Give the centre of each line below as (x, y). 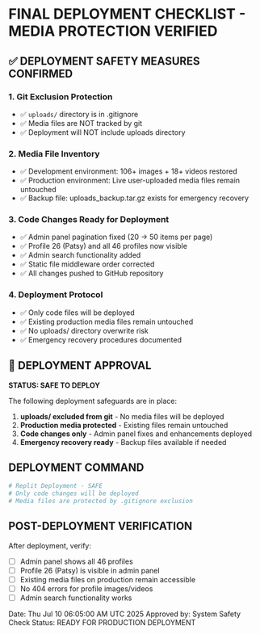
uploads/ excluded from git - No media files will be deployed (122, 416)
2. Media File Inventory (54, 153)
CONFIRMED (41, 73)
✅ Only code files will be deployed (77, 313)
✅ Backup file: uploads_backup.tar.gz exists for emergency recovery (134, 198)
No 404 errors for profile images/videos (86, 589)
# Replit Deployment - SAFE (56, 486)
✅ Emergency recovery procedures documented (101, 339)
